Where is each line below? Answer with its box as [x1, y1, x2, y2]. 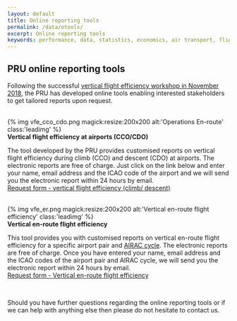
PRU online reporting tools [7, 63, 126, 75]
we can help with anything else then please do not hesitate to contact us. [7, 305, 220, 314]
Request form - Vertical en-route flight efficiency [7, 271, 150, 279]
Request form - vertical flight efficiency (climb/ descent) [7, 183, 171, 192]
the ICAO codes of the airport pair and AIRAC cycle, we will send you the [7, 255, 219, 265]
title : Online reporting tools [7, 17, 99, 24]
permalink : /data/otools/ [7, 23, 83, 30]
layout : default [7, 10, 55, 18]
